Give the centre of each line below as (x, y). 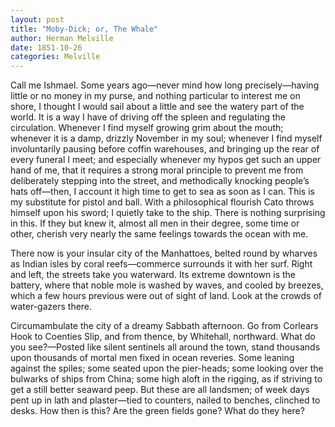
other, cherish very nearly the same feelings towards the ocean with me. (159, 234)
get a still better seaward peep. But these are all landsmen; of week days (160, 390)
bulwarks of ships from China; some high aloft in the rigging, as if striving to (166, 379)
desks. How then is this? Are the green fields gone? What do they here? (157, 411)
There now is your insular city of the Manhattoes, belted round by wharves (164, 253)
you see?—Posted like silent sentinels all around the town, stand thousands (165, 347)
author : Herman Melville (62, 38)
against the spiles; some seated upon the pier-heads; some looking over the (167, 368)
